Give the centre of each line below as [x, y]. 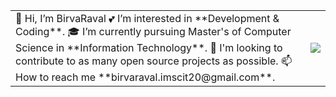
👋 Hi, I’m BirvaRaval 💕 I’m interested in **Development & [147, 18]
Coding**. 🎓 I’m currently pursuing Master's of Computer [153, 31]
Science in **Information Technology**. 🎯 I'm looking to [149, 47]
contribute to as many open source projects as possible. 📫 [154, 61]
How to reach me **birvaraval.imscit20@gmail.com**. [145, 77]
